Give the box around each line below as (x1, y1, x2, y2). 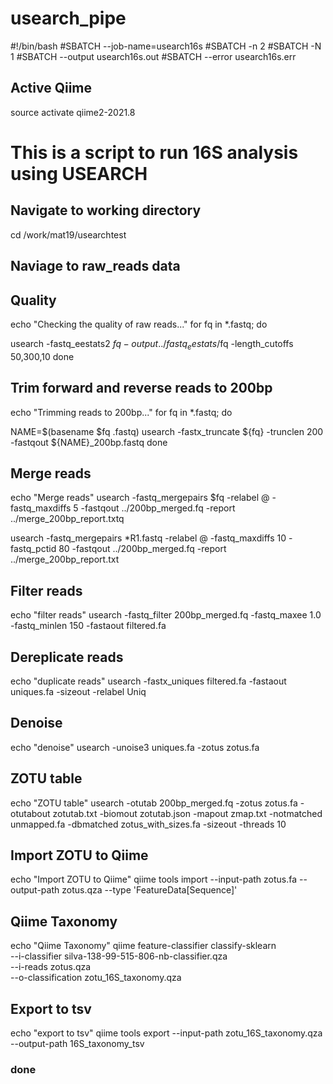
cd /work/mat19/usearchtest (10, 228, 127, 241)
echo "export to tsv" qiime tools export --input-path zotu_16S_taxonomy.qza (10, 1027, 323, 1039)
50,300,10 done (10, 350, 75, 362)
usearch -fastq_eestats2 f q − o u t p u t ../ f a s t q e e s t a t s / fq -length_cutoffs (10, 337, 294, 352)
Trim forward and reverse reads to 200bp (10, 380, 273, 397)
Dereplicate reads (10, 648, 124, 666)
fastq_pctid (10, 543, 57, 555)
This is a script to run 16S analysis (10, 141, 299, 164)
